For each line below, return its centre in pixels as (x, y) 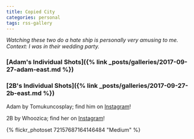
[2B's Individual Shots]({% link (52, 86)
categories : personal (33, 17)
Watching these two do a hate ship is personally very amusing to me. (92, 40)
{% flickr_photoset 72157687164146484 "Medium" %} (74, 129)
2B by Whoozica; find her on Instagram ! (56, 118)
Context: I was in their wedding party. (53, 46)
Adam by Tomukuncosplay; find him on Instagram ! (69, 107)
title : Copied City (31, 12)
